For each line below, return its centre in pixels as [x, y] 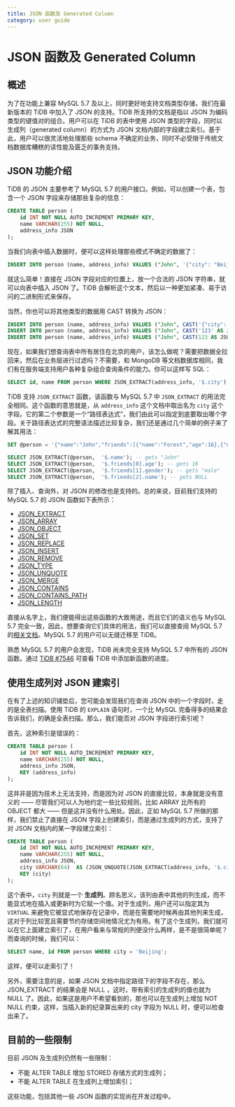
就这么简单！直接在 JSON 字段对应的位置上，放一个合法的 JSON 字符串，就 [116, 279]
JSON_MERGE [38, 580]
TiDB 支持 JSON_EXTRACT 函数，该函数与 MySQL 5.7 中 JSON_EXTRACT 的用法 [113, 397]
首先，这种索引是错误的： [44, 733]
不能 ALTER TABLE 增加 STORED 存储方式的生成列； [92, 1073]
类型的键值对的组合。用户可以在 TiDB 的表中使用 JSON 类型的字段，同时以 [115, 120]
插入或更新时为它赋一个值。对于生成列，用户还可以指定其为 [123, 904]
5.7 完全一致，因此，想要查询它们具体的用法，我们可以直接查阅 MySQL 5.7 [115, 626]
